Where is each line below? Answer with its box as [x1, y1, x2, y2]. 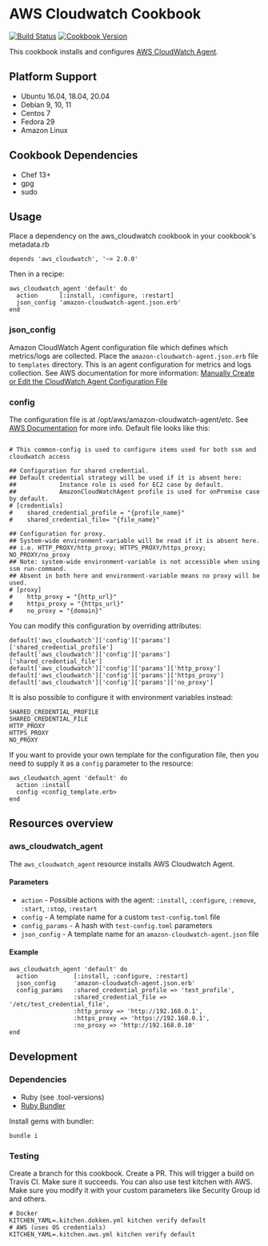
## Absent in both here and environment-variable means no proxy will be [9, 572, 261, 580]
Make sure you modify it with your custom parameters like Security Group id [9, 1186, 261, 1196]
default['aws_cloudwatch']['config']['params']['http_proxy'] [9, 664, 221, 673]
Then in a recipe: [9, 269, 65, 279]
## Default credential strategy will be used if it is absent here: [9, 473, 242, 481]
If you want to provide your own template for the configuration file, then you [9, 750, 259, 759]
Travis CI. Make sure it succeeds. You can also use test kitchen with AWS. [9, 1177, 253, 1187]
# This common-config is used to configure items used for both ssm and [9, 445, 257, 453]
